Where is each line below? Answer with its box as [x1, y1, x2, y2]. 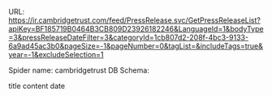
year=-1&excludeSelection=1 [8, 50, 104, 59]
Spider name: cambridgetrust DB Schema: [8, 65, 150, 75]
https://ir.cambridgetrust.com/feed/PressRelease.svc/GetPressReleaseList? [8, 15, 261, 25]
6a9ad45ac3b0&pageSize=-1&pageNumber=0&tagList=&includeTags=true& [8, 41, 264, 51]
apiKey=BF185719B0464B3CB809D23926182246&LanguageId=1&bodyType [8, 24, 264, 33]
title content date [8, 81, 66, 91]
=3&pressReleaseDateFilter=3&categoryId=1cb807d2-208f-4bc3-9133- [8, 32, 249, 42]
